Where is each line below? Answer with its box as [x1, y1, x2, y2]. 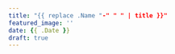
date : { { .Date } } [8, 26, 70, 34]
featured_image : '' [8, 19, 74, 27]
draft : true [8, 33, 48, 42]
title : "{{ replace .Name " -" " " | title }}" [8, 11, 168, 20]
